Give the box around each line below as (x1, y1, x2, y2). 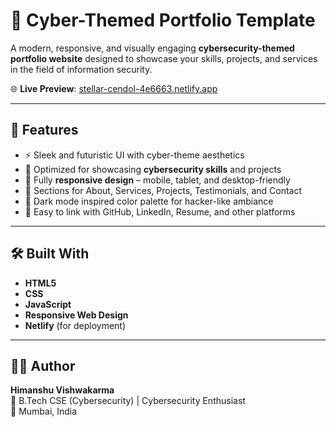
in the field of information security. (10, 63, 153, 75)
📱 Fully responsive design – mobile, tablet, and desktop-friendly (24, 174, 291, 186)
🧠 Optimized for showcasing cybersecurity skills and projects (24, 163, 282, 175)
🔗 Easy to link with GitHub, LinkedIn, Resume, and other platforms (24, 205, 296, 218)
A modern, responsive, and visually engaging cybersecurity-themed (10, 42, 295, 54)
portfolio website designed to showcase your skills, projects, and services (10, 52, 318, 64)
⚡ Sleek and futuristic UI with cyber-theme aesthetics (24, 149, 245, 161)
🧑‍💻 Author (10, 357, 76, 374)
